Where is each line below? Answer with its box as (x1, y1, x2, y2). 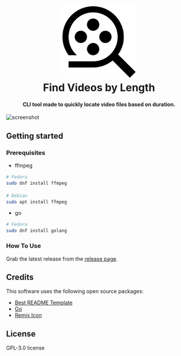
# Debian (6, 192, 28, 198)
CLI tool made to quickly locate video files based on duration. (22, 101, 176, 108)
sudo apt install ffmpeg (6, 199, 67, 205)
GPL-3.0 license (6, 344, 45, 351)
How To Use (6, 242, 41, 250)
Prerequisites (6, 148, 45, 157)
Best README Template (14, 299, 73, 307)
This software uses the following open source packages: (6, 288, 144, 295)
